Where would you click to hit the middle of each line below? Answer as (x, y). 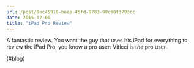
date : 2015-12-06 (28, 18)
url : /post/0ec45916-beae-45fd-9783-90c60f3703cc (71, 12)
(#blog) (16, 59)
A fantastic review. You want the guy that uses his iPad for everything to (97, 41)
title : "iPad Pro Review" (39, 23)
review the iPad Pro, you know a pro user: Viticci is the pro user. (87, 47)
